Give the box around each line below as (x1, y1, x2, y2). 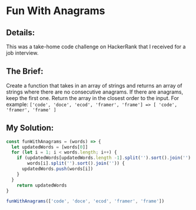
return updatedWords (16, 182, 67, 188)
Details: (6, 28, 35, 38)
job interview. (6, 49, 39, 56)
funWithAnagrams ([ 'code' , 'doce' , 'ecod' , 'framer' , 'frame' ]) (6, 198, 165, 204)
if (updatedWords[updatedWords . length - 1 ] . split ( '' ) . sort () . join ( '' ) (16, 155, 191, 161)
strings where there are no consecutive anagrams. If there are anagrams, (6, 88, 184, 95)
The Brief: (6, 66, 44, 76)
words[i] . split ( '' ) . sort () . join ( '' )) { (27, 161, 125, 166)
